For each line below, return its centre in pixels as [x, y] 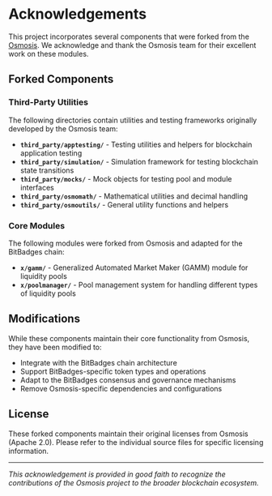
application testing [51, 153]
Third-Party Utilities [49, 102]
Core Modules [37, 225]
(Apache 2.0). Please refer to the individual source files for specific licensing [136, 442]
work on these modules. [49, 53]
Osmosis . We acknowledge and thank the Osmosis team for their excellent [132, 45]
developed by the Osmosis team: [64, 128]
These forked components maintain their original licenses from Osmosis [128, 434]
